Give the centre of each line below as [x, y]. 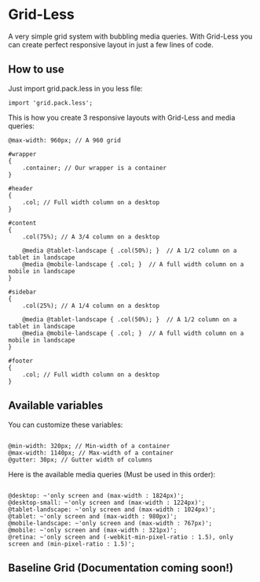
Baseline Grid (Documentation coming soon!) [121, 567]
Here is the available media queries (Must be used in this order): [112, 474]
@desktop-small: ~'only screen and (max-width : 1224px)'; [107, 502]
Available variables [56, 406]
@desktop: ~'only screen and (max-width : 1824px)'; [96, 495]
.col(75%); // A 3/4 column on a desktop [91, 237]
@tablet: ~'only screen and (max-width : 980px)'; [93, 516]
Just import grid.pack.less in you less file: [75, 88]
